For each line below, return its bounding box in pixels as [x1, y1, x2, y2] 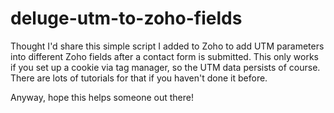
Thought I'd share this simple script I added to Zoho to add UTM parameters [10, 40, 325, 52]
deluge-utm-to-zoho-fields [10, 7, 243, 30]
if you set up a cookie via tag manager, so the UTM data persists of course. [10, 61, 321, 73]
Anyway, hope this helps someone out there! [10, 91, 194, 103]
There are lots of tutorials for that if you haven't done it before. [10, 72, 268, 84]
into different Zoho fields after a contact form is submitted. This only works [10, 50, 319, 62]
